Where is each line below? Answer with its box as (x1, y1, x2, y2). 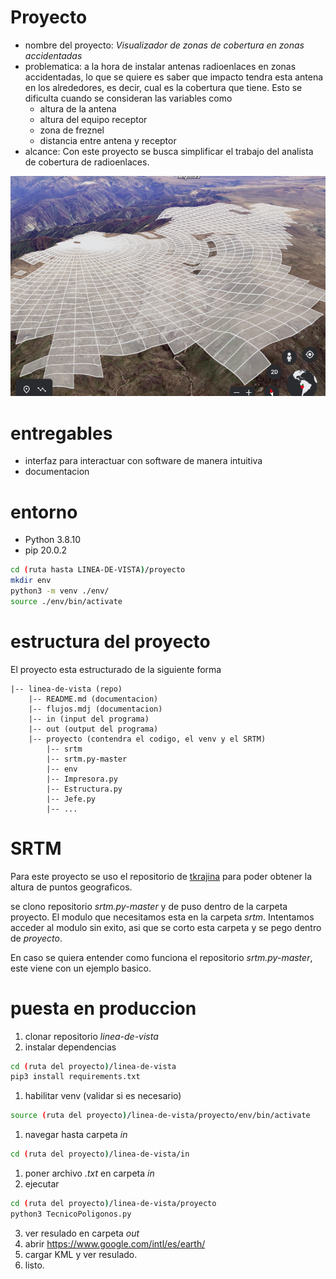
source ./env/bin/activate (10, 596, 123, 606)
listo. (24, 1259, 45, 1271)
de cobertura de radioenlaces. (24, 156, 150, 168)
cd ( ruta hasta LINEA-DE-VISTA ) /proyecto (10, 565, 186, 575)
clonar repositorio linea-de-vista (24, 1030, 159, 1042)
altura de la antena (39, 102, 117, 115)
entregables (10, 422, 113, 445)
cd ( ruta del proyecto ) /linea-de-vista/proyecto (10, 1199, 217, 1209)
